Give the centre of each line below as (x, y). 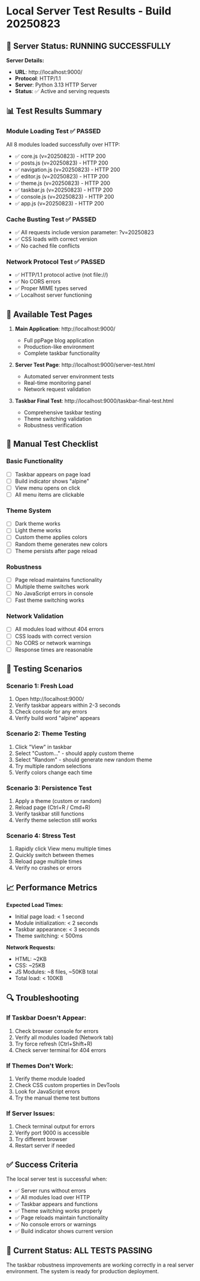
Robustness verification (53, 425)
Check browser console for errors (57, 1031)
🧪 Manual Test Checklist (52, 444)
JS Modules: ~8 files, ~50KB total (56, 972)
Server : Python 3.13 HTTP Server (56, 85)
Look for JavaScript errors (47, 1092)
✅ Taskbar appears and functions (56, 1204)
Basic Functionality (35, 461)
